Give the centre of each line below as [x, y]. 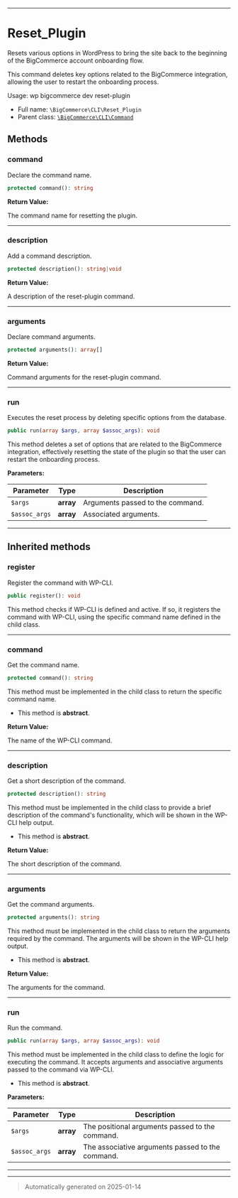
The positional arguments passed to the [149, 1127]
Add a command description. [50, 256]
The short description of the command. [64, 863]
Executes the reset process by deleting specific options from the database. [117, 418]
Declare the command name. [50, 175]
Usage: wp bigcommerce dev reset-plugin [69, 95]
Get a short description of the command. [67, 781]
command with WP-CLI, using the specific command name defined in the [114, 617]
